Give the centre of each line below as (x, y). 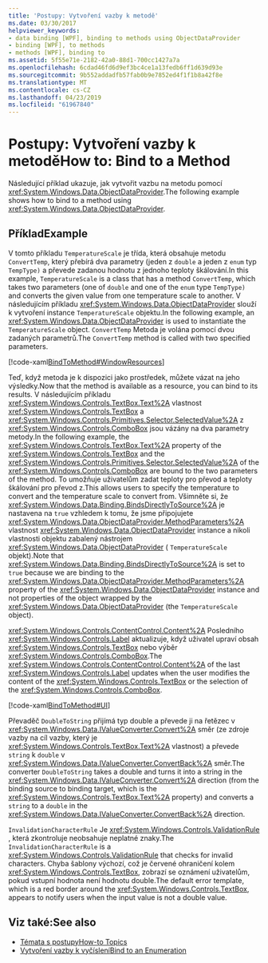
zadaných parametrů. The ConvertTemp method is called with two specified (129, 338)
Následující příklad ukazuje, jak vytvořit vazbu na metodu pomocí (115, 184)
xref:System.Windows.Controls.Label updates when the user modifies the (129, 672)
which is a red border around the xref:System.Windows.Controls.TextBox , (129, 889)
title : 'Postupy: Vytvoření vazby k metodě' (83, 16)
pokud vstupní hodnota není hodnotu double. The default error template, (126, 880)
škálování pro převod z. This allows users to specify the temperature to (124, 487)
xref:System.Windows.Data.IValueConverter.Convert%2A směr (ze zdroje (129, 729)
